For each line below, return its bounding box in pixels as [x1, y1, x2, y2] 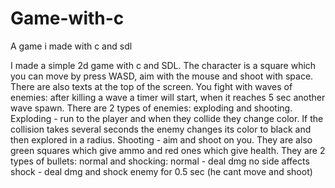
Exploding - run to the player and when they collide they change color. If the [10, 112, 324, 124]
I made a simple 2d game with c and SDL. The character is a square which [10, 59, 317, 71]
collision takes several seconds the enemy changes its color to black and [10, 123, 312, 135]
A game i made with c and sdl [10, 40, 133, 52]
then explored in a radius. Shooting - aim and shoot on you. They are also [10, 133, 313, 146]
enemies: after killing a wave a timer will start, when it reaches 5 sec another [10, 91, 326, 103]
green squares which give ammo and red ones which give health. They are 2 [10, 144, 326, 156]
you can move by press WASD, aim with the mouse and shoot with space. [10, 70, 314, 82]
